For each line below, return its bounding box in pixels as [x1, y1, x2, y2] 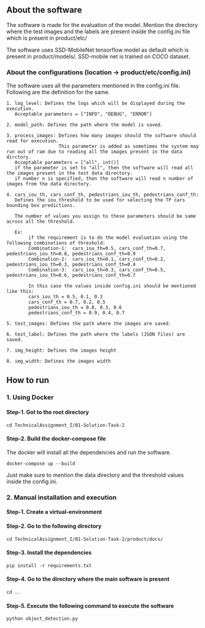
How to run [6, 374, 50, 386]
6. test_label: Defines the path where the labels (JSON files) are [6, 331, 185, 338]
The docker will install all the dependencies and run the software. [6, 448, 172, 456]
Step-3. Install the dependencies [6, 549, 92, 556]
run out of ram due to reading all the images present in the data [6, 149, 183, 155]
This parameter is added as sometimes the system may [58, 144, 199, 150]
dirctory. [6, 154, 32, 160]
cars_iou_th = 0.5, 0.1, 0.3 [28, 294, 103, 300]
